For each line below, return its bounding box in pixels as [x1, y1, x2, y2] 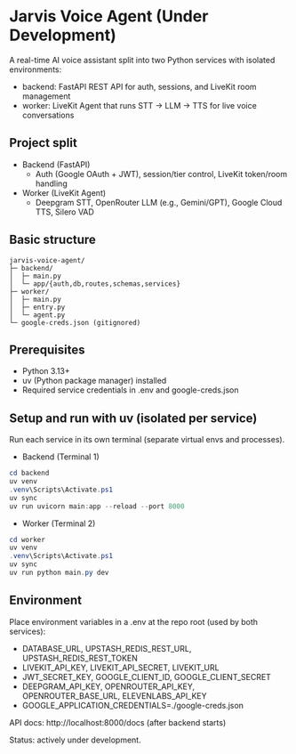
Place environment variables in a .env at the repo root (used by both [9, 616, 259, 627]
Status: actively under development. [9, 734, 141, 745]
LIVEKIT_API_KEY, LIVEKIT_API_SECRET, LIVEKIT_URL [21, 661, 220, 673]
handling [35, 178, 68, 189]
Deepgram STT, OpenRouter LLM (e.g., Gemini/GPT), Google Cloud [35, 197, 283, 207]
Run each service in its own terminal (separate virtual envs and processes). [9, 434, 285, 445]
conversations [21, 109, 75, 120]
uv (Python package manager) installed [21, 376, 167, 386]
